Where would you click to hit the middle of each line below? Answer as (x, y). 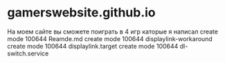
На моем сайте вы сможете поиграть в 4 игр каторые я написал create (112, 32)
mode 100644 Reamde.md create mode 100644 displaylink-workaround (110, 38)
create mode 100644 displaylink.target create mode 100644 (93, 46)
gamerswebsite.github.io (81, 13)
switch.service (28, 53)
